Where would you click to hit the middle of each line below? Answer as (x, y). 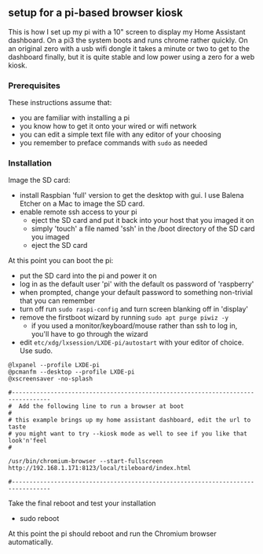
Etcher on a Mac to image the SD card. (82, 204)
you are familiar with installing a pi (75, 118)
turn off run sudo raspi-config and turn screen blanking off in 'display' (134, 309)
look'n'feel (27, 441)
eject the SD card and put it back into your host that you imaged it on (142, 221)
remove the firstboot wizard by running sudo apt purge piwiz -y (124, 318)
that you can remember (57, 301)
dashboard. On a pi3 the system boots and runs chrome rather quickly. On (128, 40)
